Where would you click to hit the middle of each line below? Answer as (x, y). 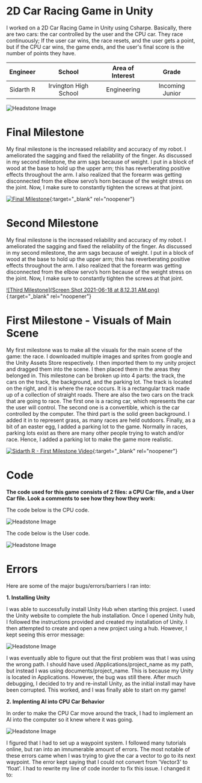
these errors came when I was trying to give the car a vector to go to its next (101, 755)
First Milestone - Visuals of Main (89, 320)
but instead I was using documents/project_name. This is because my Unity (100, 671)
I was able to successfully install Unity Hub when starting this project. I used (101, 609)
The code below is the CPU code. (48, 510)
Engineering (123, 90)
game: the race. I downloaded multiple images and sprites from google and (99, 356)
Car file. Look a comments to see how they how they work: (81, 498)
